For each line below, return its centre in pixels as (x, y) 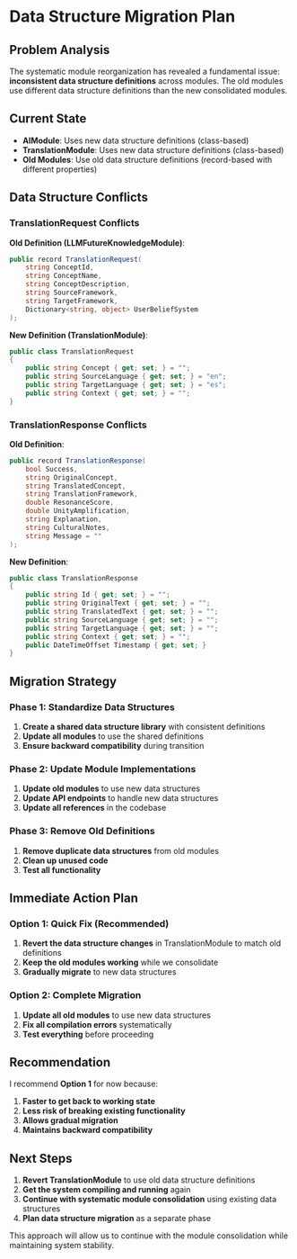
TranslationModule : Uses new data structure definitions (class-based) (153, 149)
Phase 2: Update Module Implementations (103, 769)
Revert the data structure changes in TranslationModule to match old (151, 943)
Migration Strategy (63, 681)
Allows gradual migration (70, 1120)
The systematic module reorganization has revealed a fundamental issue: (144, 71)
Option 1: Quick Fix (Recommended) (89, 923)
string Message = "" (64, 536)
